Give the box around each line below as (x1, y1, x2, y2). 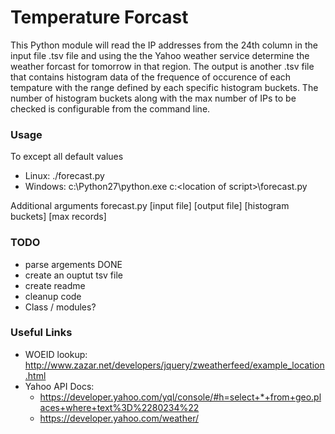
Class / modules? (24, 301, 97, 313)
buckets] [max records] (10, 211, 107, 223)
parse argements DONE (24, 258, 123, 270)
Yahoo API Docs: (24, 380, 95, 392)
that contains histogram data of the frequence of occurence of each (10, 71, 292, 83)
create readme (24, 279, 86, 291)
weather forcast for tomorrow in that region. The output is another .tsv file (10, 60, 315, 72)
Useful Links (10, 326, 73, 340)
